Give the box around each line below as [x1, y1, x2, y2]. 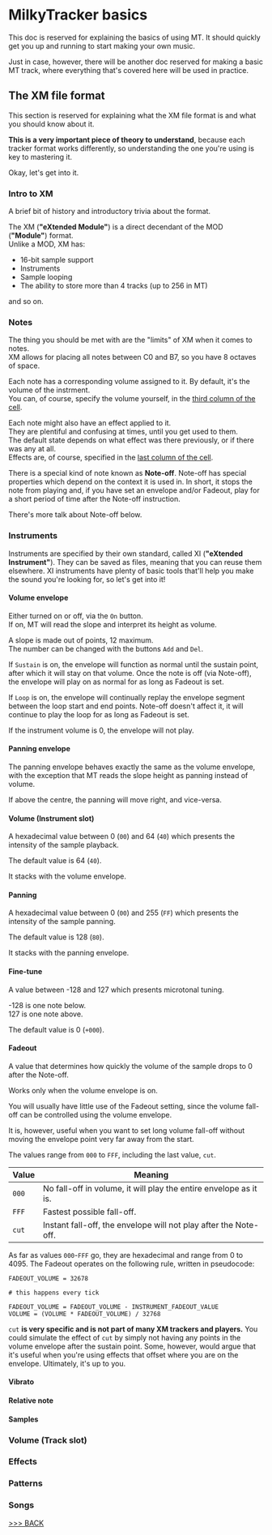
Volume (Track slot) [8, 1435, 87, 1446]
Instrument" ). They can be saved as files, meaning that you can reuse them [8, 557, 262, 567]
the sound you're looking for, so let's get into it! [8, 574, 166, 584]
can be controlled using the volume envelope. [19, 1110, 172, 1119]
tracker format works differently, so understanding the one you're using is [8, 143, 255, 153]
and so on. [8, 297, 45, 306]
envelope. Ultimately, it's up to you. [8, 1358, 126, 1368]
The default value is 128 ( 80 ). [8, 932, 104, 942]
